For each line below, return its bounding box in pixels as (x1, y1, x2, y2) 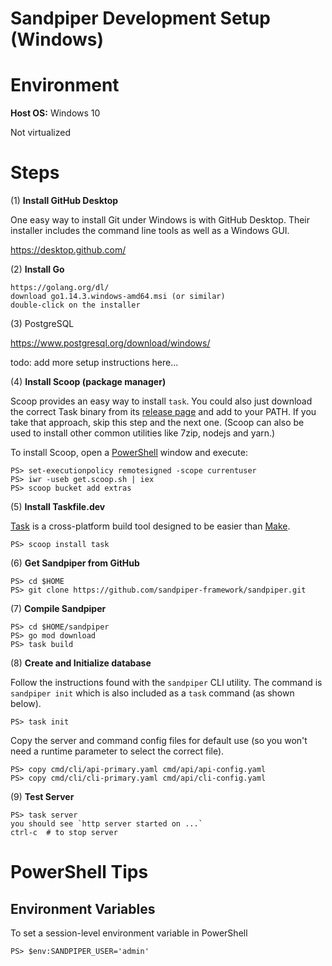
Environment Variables (10, 900, 156, 917)
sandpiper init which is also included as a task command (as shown (10, 687, 295, 699)
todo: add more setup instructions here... (10, 357, 179, 369)
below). (10, 698, 42, 710)
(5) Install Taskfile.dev (10, 501, 106, 513)
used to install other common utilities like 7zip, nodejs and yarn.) (10, 427, 276, 439)
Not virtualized (10, 127, 71, 139)
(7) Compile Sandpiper (10, 603, 107, 615)
